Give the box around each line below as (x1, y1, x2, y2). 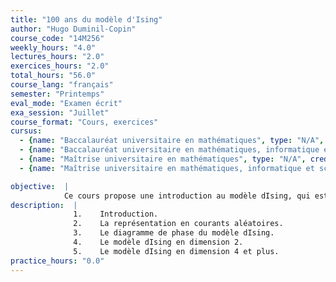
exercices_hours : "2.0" (10, 61, 110, 71)
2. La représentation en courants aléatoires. (73, 219, 284, 229)
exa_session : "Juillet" (10, 107, 110, 118)
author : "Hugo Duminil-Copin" (10, 24, 137, 34)
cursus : (10, 126, 43, 136)
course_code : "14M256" (10, 33, 105, 43)
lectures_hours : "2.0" (10, 52, 105, 62)
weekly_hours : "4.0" (10, 42, 97, 53)
